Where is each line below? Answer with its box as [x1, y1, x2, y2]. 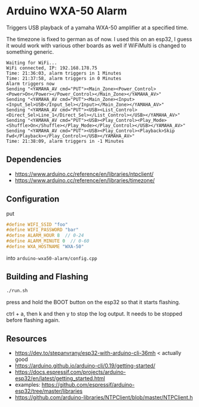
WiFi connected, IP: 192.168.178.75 [6, 65, 97, 71]
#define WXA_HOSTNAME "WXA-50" [6, 244, 84, 250]
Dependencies [6, 154, 62, 165]
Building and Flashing [6, 272, 88, 282]
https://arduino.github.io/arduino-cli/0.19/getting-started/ [14, 362, 155, 369]
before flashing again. [6, 316, 60, 323]
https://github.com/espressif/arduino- [41, 381, 135, 388]
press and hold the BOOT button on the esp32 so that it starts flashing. [6, 298, 180, 305]
